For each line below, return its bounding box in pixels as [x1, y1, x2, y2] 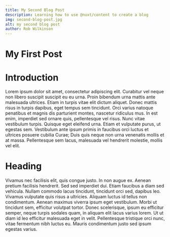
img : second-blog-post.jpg [5, 17, 62, 22]
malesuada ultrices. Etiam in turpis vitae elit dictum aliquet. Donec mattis [5, 99, 157, 106]
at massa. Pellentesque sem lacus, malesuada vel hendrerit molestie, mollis [5, 137, 163, 143]
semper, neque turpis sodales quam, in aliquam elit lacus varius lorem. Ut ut [5, 210, 164, 216]
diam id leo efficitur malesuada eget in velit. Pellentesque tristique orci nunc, [5, 215, 165, 222]
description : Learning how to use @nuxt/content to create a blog [5, 12, 149, 17]
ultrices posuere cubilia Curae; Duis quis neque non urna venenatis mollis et [5, 132, 164, 138]
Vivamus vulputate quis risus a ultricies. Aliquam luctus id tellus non [5, 194, 147, 200]
